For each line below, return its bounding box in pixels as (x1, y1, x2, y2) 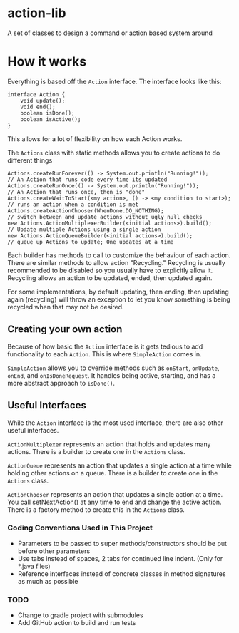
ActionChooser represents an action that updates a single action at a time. (7, 490, 223, 498)
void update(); (20, 97, 66, 104)
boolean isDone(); (20, 109, 75, 117)
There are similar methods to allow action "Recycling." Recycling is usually (7, 258, 226, 267)
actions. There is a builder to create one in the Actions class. (7, 447, 185, 456)
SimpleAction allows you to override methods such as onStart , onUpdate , (7, 364, 220, 372)
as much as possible (17, 577, 78, 585)
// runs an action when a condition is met (7, 201, 139, 208)
